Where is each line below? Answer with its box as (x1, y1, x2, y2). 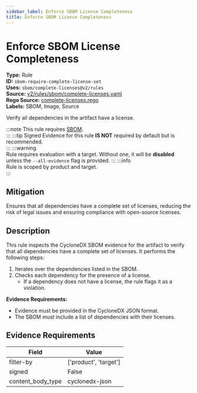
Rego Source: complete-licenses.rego (6, 97, 99, 104)
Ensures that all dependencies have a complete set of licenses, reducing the (6, 202, 191, 209)
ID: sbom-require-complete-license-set (6, 78, 102, 85)
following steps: (6, 254, 45, 261)
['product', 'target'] (67, 358, 121, 366)
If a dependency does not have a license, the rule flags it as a (23, 278, 172, 285)
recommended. (6, 138, 43, 145)
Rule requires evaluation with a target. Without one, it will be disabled (6, 151, 175, 158)
